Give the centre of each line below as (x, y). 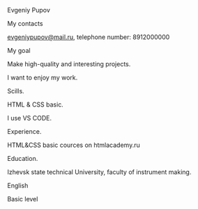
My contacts (25, 23)
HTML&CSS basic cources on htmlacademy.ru (74, 145)
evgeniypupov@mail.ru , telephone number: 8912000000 (89, 37)
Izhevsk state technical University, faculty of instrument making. (99, 172)
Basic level (23, 199)
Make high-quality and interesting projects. (69, 64)
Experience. (24, 131)
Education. (23, 158)
